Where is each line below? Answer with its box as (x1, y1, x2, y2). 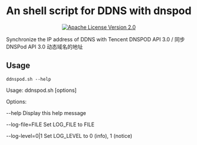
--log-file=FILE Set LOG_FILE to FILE (6, 121, 95, 128)
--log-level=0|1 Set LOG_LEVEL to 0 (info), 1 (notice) (6, 132, 132, 139)
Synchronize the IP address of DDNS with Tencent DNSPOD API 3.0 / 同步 (6, 35, 185, 42)
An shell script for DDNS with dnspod (6, 4, 192, 18)
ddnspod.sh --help (6, 76, 51, 82)
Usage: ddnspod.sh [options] (6, 87, 77, 94)
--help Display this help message (6, 109, 86, 116)
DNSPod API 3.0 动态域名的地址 (6, 43, 84, 50)
